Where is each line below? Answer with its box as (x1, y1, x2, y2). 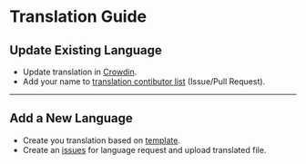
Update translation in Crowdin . (22, 66, 138, 77)
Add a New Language (9, 111, 134, 126)
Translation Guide (9, 6, 148, 27)
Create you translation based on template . (22, 134, 180, 146)
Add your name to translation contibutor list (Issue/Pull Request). (22, 76, 266, 87)
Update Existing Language (9, 43, 162, 58)
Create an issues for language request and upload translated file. (22, 144, 267, 155)
